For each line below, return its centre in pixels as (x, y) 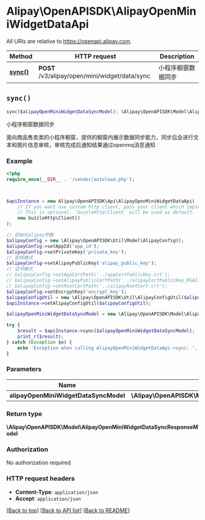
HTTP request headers (41, 478)
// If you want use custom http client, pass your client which (101, 207)
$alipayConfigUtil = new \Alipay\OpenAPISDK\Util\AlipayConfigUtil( (95, 297)
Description (177, 56)
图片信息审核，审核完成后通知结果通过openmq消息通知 (86, 144)
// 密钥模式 (20, 258)
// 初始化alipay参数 (30, 235)
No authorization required (39, 462)
